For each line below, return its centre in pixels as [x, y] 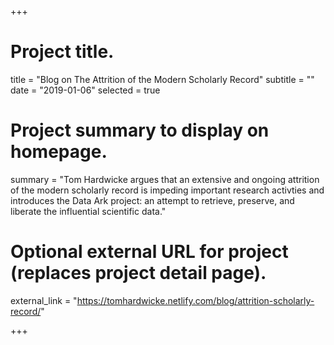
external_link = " [44, 300]
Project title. [62, 52]
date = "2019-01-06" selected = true [85, 90]
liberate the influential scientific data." [88, 211]
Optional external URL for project [149, 252]
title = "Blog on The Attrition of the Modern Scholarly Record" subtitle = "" [162, 79]
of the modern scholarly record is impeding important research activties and [167, 190]
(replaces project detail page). [138, 273]
